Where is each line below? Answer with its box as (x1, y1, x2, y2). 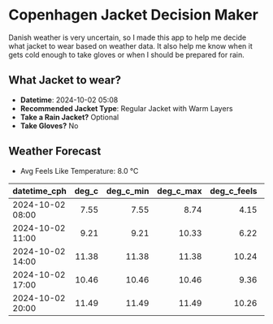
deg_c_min (106, 185, 149, 197)
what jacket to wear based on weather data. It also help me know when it (8, 41, 253, 50)
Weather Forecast (8, 145, 102, 158)
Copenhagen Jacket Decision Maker (8, 6, 258, 24)
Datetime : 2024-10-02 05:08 (19, 95, 119, 105)
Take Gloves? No (19, 120, 79, 131)
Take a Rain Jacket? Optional (19, 112, 119, 122)
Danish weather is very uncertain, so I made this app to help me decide (8, 32, 247, 42)
